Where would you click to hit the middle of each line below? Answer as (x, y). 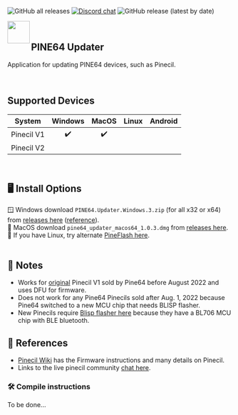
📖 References (38, 343)
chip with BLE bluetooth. (53, 321)
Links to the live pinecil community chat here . (84, 368)
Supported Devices (51, 101)
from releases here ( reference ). (53, 220)
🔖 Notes (25, 265)
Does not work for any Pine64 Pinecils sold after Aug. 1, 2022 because (121, 298)
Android (164, 121)
